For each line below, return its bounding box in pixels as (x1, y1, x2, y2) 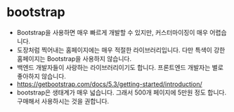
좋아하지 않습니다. (16, 71, 66, 80)
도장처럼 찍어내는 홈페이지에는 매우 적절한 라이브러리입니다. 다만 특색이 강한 (16, 45, 226, 54)
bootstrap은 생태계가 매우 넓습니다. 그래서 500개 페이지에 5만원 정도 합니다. (16, 88, 226, 97)
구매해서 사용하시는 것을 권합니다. (16, 97, 110, 105)
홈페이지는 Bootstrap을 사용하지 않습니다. (16, 54, 132, 63)
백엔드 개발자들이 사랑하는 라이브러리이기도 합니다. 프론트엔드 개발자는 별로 (16, 63, 224, 71)
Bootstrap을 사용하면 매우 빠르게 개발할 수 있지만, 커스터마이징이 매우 (16, 28, 209, 36)
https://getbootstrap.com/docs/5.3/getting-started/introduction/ (16, 80, 202, 88)
